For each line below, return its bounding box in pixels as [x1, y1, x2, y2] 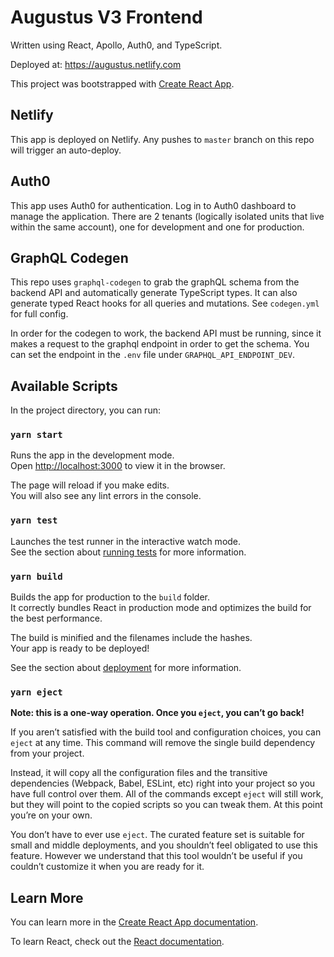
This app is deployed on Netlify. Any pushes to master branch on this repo [10, 133, 315, 145]
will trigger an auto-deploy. [10, 144, 122, 156]
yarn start [10, 429, 63, 441]
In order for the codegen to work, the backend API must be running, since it [10, 327, 322, 340]
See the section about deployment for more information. [10, 662, 242, 674]
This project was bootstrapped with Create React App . [10, 77, 235, 90]
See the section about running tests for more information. [10, 546, 247, 558]
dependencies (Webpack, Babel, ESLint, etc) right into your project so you [10, 777, 316, 790]
